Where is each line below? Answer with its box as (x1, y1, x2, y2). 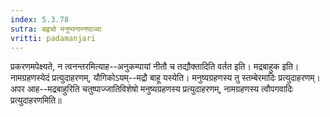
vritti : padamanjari (10, 33, 97, 43)
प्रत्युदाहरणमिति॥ (10, 94, 62, 106)
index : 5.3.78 (10, 14, 70, 25)
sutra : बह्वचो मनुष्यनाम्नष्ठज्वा (10, 24, 102, 34)
